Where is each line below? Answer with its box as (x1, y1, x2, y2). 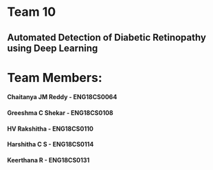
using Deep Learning (7, 42, 98, 54)
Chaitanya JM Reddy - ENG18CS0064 (7, 93, 117, 101)
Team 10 (7, 4, 56, 20)
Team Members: (7, 70, 102, 85)
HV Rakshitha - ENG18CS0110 (7, 125, 94, 133)
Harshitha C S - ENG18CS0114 (7, 140, 94, 149)
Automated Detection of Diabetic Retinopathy (7, 32, 206, 43)
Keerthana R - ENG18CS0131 (7, 156, 90, 164)
